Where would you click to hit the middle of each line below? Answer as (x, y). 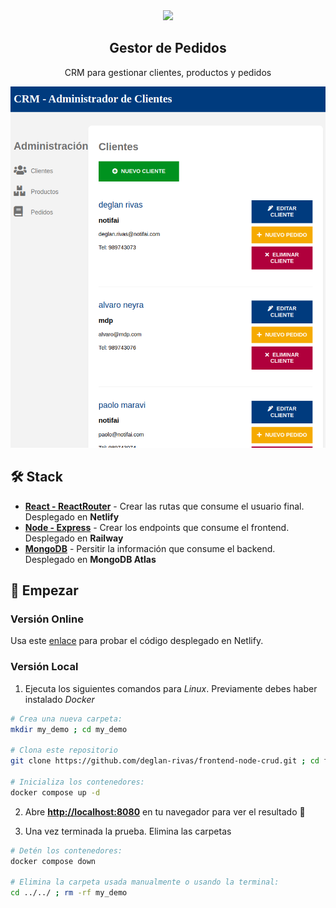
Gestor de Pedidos (168, 48)
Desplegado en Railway (74, 538)
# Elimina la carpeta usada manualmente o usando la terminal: (145, 882)
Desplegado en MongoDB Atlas (90, 559)
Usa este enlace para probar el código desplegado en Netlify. (137, 641)
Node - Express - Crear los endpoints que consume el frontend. (157, 527)
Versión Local (44, 667)
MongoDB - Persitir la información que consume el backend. (150, 548)
